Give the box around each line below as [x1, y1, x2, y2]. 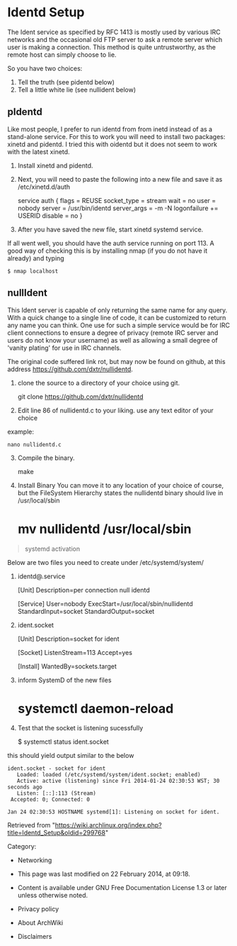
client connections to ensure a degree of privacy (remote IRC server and [7, 328, 219, 337]
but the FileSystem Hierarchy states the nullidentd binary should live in [17, 488, 224, 497]
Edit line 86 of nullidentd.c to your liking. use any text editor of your [17, 406, 214, 414]
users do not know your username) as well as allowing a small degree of [7, 336, 218, 344]
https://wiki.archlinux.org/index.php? [54, 821, 162, 830]
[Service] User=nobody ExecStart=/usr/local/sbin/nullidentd [17, 599, 193, 607]
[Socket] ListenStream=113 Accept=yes [17, 648, 133, 656]
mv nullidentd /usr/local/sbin [17, 521, 192, 537]
